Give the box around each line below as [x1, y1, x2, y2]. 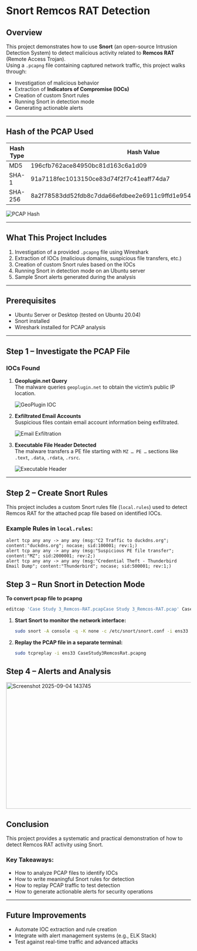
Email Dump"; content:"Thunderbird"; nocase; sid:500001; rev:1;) [6, 564, 172, 569]
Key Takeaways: [6, 856, 54, 864]
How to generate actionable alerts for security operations [14, 888, 154, 895]
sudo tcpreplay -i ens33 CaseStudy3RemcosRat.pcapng [14, 650, 147, 656]
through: [6, 68, 27, 75]
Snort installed [14, 318, 50, 325]
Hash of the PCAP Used [6, 127, 94, 137]
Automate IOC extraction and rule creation [14, 926, 117, 933]
